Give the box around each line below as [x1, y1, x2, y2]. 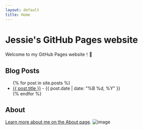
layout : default [5, 7, 39, 13]
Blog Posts [5, 67, 40, 75]
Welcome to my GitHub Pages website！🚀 [5, 51, 92, 57]
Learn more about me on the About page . [5, 119, 91, 125]
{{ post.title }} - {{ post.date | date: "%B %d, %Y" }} [12, 85, 120, 91]
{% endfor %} [12, 91, 42, 97]
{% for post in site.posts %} [12, 80, 71, 86]
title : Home [5, 12, 30, 17]
